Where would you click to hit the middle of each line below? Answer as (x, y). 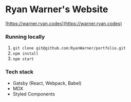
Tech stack (19, 72)
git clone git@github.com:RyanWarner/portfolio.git (69, 48)
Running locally (25, 37)
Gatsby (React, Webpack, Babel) (47, 83)
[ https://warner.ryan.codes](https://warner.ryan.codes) (64, 23)
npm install (25, 54)
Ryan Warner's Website (57, 9)
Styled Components (34, 94)
